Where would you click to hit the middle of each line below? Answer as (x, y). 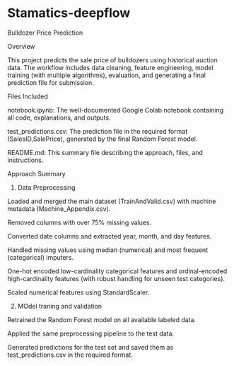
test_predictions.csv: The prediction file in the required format (98, 131)
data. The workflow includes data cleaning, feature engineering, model (110, 67)
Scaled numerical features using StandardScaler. (78, 292)
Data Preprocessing (46, 187)
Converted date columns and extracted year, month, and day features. (110, 236)
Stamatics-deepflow (69, 13)
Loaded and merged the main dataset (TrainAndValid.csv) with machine (112, 201)
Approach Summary (36, 173)
